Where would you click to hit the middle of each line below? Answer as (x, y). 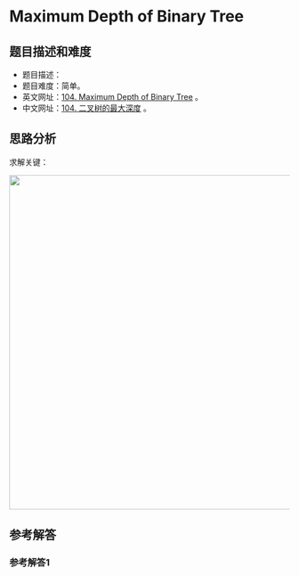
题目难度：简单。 (53, 86)
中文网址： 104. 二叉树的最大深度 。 (86, 108)
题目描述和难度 (50, 51)
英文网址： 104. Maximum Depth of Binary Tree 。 (112, 97)
